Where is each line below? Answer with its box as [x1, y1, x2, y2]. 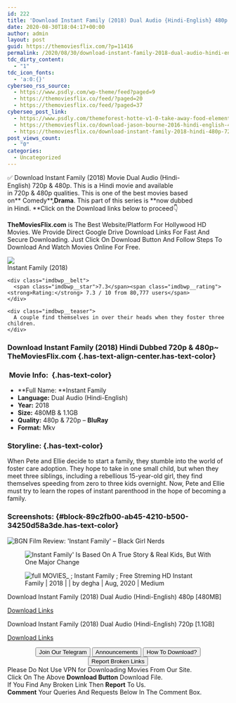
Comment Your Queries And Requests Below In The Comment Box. [7, 688, 202, 696]
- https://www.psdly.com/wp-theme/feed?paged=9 [13, 89, 156, 96]
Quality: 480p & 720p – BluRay [17, 416, 109, 425]
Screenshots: [7, 512, 55, 522]
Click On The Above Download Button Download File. [7, 673, 163, 681]
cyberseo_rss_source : [7, 82, 71, 89]
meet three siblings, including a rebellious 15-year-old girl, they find [7, 472, 203, 480]
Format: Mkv [17, 423, 55, 432]
